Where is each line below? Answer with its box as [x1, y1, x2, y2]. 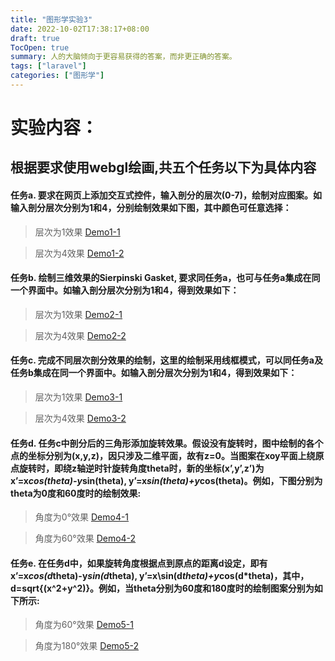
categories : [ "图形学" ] [10, 71, 105, 81]
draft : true [10, 33, 60, 43]
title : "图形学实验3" [10, 14, 93, 25]
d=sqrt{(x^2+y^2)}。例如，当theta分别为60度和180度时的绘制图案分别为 [10, 582, 315, 594]
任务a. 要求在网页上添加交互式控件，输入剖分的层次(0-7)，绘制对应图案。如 [10, 189, 322, 201]
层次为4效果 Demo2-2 [34, 329, 127, 341]
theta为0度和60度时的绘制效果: [10, 487, 142, 499]
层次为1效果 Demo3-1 [34, 391, 123, 403]
